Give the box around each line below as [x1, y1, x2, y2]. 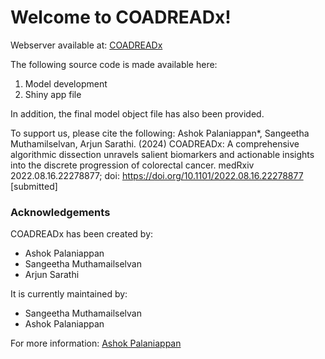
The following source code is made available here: [10, 58, 218, 70]
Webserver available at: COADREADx [10, 39, 163, 51]
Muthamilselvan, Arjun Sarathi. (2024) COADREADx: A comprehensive [10, 137, 300, 150]
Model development [24, 77, 108, 90]
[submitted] [10, 180, 58, 192]
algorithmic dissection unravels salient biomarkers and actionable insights [10, 148, 315, 160]
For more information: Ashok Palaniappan [10, 337, 182, 350]
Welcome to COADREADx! [10, 6, 232, 29]
